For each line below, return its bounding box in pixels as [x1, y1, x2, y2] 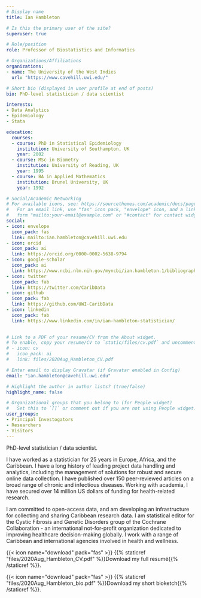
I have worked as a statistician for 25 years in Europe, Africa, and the [6, 456, 176, 463]
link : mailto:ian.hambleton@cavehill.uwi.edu [11, 234, 127, 240]
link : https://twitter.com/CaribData [11, 285, 106, 291]
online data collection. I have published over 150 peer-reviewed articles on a [6, 475, 194, 482]
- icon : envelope [6, 223, 50, 229]
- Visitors [6, 428, 33, 434]
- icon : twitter [6, 273, 47, 279]
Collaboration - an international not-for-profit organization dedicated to [6, 524, 181, 532]
